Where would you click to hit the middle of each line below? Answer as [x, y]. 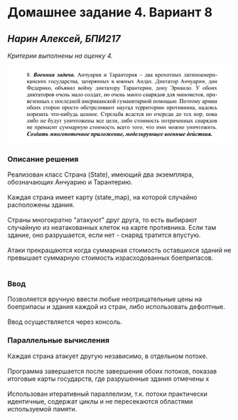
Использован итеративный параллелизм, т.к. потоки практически [108, 394]
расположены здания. [41, 205]
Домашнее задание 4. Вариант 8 [110, 12]
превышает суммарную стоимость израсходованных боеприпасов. [110, 258]
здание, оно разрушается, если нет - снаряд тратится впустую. [104, 235]
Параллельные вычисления [59, 340]
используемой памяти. [42, 409]
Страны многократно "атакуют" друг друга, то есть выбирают [102, 220]
